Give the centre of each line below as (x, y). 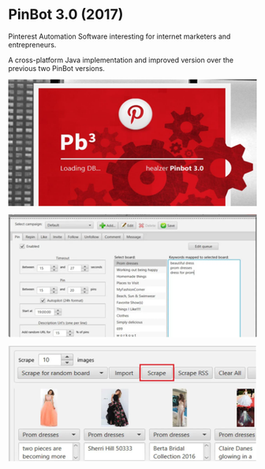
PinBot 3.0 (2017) (66, 15)
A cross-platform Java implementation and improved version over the (121, 60)
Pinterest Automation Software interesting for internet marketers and (119, 36)
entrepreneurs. (32, 44)
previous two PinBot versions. (56, 68)
